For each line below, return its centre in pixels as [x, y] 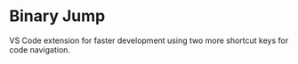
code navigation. [40, 49]
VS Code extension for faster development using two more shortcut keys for [149, 40]
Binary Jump [57, 16]
